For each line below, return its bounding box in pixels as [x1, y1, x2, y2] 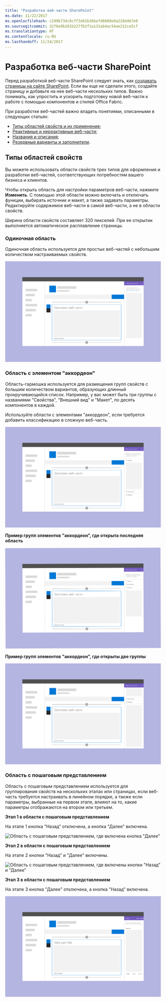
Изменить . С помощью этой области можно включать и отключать [5, 192, 149, 198]
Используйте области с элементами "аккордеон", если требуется [5, 412, 145, 418]
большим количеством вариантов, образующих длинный [5, 386, 126, 392]
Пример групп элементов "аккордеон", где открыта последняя [5, 532, 144, 538]
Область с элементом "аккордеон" [5, 369, 95, 376]
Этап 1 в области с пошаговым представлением [5, 814, 110, 820]
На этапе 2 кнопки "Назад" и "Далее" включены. [5, 852, 109, 858]
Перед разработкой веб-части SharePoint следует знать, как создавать [5, 77, 157, 84]
